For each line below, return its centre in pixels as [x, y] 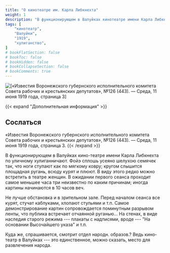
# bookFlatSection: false [32, 52]
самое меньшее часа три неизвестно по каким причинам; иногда [77, 182]
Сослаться [23, 122]
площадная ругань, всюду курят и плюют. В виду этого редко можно [80, 171]
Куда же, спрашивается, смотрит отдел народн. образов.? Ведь [74, 234]
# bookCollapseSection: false [37, 67]
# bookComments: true [28, 72]
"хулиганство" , [30, 43]
